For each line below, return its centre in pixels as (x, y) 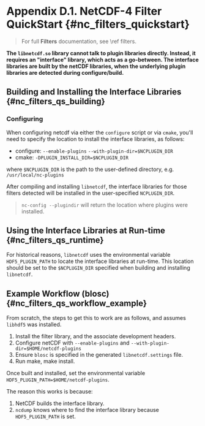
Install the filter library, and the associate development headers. (95, 337)
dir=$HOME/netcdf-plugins (48, 349)
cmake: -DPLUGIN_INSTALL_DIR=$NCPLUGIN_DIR (72, 157)
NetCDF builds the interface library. (60, 403)
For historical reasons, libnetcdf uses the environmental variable (88, 255)
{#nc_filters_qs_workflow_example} (77, 303)
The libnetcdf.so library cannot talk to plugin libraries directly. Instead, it (101, 53)
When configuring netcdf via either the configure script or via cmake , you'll (100, 132)
